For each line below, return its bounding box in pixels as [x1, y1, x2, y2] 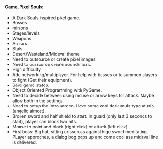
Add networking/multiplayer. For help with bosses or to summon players [12, 72, 157, 78]
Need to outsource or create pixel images [12, 56, 96, 62]
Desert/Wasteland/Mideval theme [12, 51, 80, 57]
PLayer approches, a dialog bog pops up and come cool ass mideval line [12, 134, 158, 140]
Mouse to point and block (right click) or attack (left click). [12, 124, 129, 129]
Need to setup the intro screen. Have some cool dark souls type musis [12, 103, 154, 109]
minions [12, 25, 28, 31]
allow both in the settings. [12, 98, 64, 104]
